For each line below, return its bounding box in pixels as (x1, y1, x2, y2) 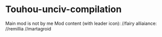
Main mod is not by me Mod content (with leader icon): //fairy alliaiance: (5, 20, 157, 26)
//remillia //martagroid (5, 25, 52, 31)
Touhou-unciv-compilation (5, 4, 122, 15)
